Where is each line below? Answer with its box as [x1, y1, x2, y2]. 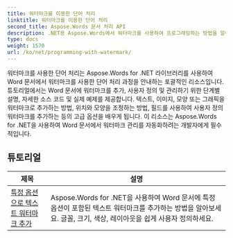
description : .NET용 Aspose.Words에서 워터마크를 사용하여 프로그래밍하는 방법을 [7, 29, 218, 37]
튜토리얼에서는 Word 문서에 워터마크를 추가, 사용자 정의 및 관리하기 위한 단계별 [7, 86, 221, 94]
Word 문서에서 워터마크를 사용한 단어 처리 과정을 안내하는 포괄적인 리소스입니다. [7, 77, 224, 85]
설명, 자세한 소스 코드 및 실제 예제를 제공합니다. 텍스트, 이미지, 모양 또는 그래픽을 [7, 94, 225, 103]
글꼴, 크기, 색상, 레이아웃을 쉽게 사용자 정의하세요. [60, 213, 214, 223]
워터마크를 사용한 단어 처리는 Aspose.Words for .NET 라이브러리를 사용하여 [7, 69, 214, 77]
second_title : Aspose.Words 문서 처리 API [7, 23, 126, 30]
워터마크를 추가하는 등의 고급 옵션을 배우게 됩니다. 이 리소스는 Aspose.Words [7, 112, 217, 120]
